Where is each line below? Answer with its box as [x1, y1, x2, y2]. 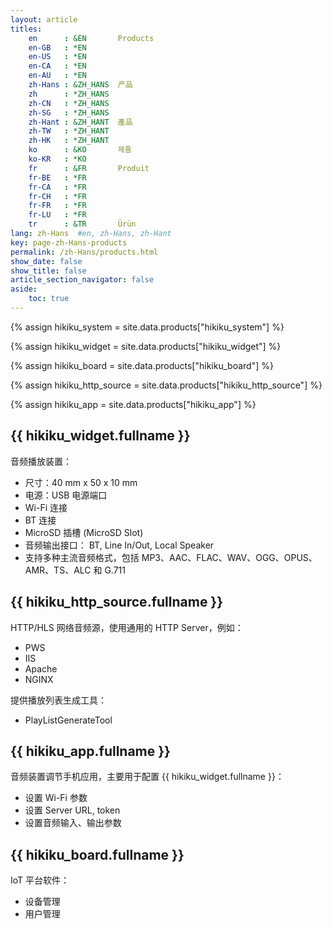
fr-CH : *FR [28, 191, 87, 201]
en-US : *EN [28, 52, 87, 62]
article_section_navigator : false [10, 275, 155, 285]
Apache [24, 662, 58, 675]
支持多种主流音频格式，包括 [24, 551, 140, 563]
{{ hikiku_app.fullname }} [10, 742, 171, 760]
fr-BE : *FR [28, 172, 87, 183]
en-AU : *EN [28, 71, 87, 81]
